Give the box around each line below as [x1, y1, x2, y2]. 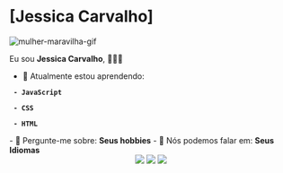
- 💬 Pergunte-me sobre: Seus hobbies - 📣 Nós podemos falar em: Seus [9, 134, 275, 145]
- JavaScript [13, 88, 63, 97]
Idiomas [9, 144, 40, 155]
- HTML [13, 119, 39, 128]
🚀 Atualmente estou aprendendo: [22, 70, 146, 82]
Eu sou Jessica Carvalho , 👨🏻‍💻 [9, 53, 123, 64]
